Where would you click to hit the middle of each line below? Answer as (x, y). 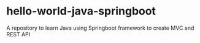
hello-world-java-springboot (81, 11)
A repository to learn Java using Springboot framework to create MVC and (100, 28)
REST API (18, 34)
